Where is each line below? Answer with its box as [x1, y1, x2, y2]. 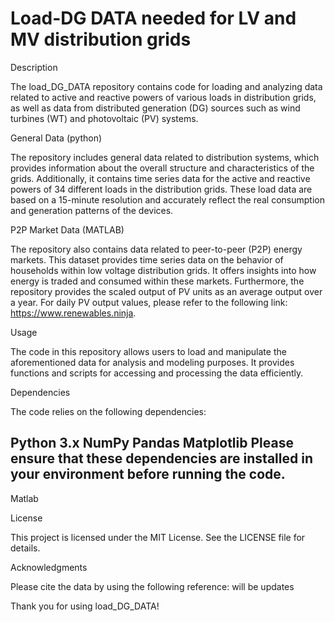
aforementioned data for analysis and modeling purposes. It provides [10, 356, 295, 368]
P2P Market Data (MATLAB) [10, 223, 125, 236]
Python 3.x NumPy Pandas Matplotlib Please [10, 435, 294, 452]
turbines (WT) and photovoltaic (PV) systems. [10, 112, 199, 124]
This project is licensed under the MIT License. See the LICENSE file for [10, 531, 306, 543]
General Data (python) [10, 132, 103, 144]
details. [10, 542, 41, 554]
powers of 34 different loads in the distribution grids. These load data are [10, 183, 313, 195]
